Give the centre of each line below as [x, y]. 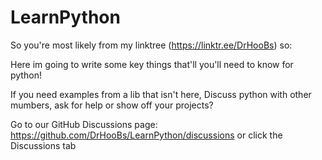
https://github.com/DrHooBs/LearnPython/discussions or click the [146, 135]
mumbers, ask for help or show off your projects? [112, 105]
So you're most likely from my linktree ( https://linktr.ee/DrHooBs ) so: [151, 45]
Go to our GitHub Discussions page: [84, 124]
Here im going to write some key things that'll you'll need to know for [152, 64]
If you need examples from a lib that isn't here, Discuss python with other [161, 94]
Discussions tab [43, 145]
